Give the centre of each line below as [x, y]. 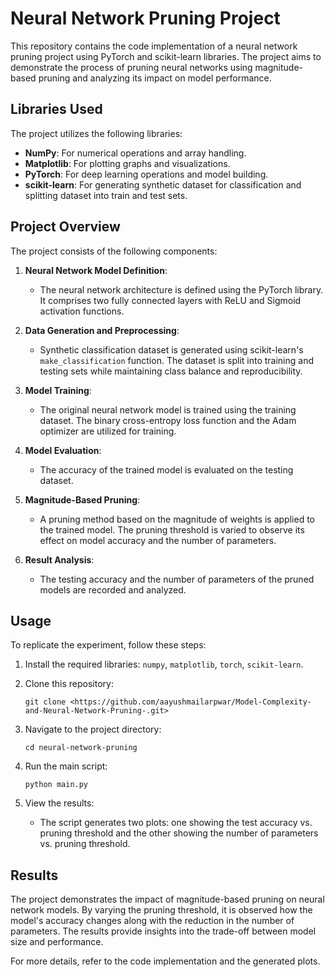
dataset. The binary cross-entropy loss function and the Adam [168, 420]
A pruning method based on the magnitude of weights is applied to [177, 519]
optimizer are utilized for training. [108, 431]
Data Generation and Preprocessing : [102, 330]
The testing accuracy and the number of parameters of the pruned [177, 579]
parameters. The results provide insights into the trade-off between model [163, 931]
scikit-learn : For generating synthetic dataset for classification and [163, 184]
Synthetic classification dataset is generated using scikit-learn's [171, 349]
